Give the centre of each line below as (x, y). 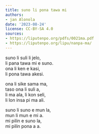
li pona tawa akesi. (25, 74)
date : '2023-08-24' (26, 24)
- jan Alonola (20, 19)
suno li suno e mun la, (28, 110)
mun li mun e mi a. (24, 115)
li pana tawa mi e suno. (29, 63)
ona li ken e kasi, (23, 68)
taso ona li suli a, (23, 89)
